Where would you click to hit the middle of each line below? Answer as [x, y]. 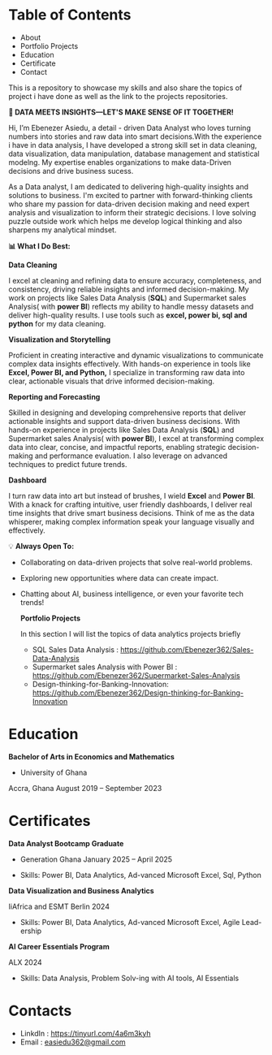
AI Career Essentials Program [59, 946]
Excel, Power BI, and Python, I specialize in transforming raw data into [127, 372]
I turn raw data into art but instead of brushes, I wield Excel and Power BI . [132, 495]
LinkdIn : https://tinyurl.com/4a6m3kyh [85, 1033]
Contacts [40, 1011]
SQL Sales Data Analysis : [76, 649]
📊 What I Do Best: [39, 246]
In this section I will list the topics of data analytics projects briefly [130, 633]
